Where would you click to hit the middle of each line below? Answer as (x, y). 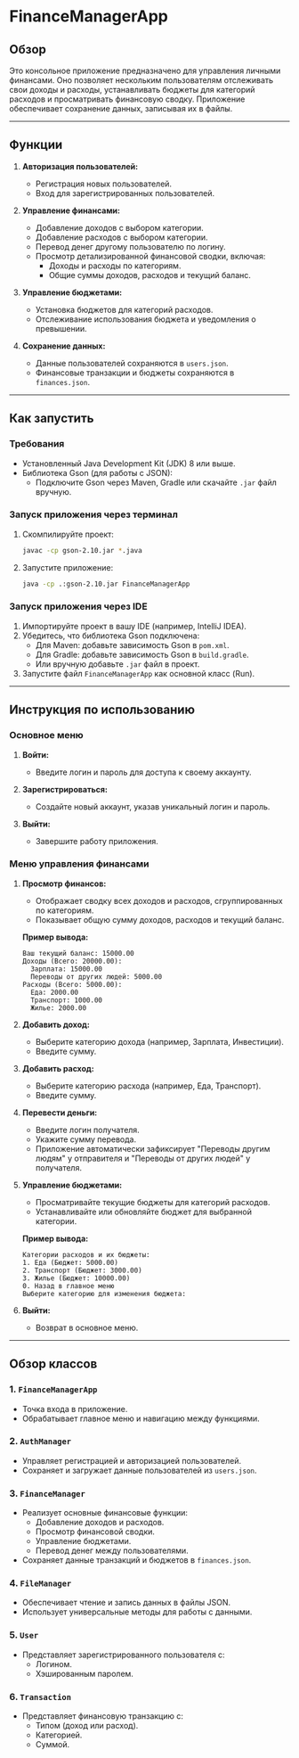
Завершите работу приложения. (97, 841)
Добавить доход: (56, 1024)
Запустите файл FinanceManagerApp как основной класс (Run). (138, 673)
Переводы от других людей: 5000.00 (97, 977)
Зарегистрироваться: (65, 789)
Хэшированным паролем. (84, 1673)
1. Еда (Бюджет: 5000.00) (70, 1262)
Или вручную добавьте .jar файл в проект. (117, 664)
